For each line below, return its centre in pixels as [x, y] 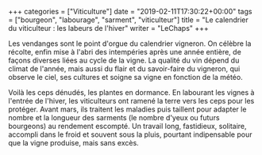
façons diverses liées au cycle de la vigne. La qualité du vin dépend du [124, 60]
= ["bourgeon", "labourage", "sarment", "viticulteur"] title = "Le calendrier [128, 20]
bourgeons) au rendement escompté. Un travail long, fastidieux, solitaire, [128, 126]
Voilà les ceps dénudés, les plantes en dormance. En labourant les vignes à [131, 93]
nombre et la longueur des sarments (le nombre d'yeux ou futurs [114, 117]
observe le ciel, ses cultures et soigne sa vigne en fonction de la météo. [126, 77]
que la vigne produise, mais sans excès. [73, 143]
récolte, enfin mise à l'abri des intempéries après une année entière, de [125, 52]
